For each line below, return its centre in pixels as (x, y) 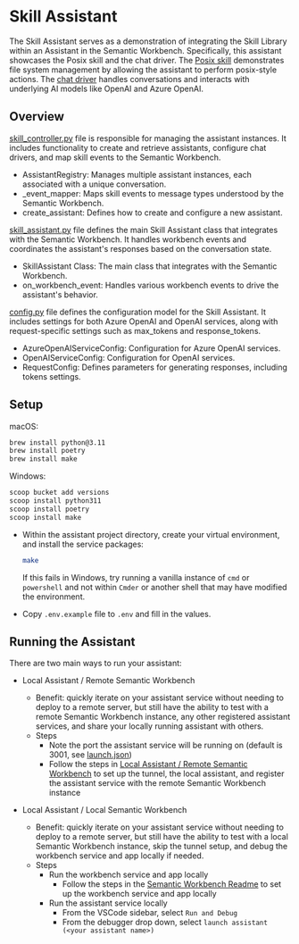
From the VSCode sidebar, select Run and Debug (150, 913)
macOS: (24, 426)
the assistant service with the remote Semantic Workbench (157, 783)
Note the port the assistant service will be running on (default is (166, 745)
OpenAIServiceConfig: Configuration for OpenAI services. (129, 357)
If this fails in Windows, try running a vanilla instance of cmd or (136, 577)
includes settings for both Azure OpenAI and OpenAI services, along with (144, 321)
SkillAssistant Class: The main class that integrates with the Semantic (149, 266)
